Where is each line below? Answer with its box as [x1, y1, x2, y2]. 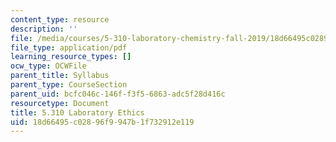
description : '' [10, 24, 78, 34]
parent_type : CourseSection [10, 80, 128, 90]
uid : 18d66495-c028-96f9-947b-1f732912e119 [10, 117, 195, 127]
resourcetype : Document [10, 98, 110, 108]
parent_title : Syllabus [10, 71, 110, 81]
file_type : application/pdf [10, 42, 128, 53]
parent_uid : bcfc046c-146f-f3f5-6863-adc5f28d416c [10, 89, 226, 99]
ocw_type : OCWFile [10, 61, 87, 71]
